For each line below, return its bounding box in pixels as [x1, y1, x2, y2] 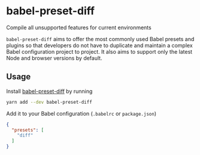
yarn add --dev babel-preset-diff [6, 99, 93, 105]
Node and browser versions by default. [6, 54, 103, 61]
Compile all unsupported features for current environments [6, 24, 151, 31]
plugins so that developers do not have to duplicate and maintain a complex [6, 42, 193, 49]
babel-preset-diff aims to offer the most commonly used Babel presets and [6, 35, 195, 42]
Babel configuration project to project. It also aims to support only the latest [6, 48, 193, 55]
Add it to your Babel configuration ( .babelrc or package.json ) [6, 110, 157, 117]
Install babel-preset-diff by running [6, 88, 93, 95]
